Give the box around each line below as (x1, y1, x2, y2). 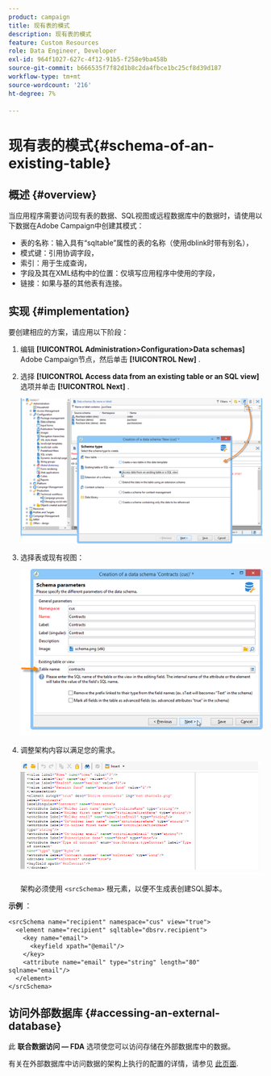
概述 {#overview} (8, 188, 97, 202)
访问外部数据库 (8, 1006, 83, 1020)
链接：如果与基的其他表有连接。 (19, 278, 127, 288)
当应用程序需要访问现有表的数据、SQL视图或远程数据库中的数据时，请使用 (8, 211, 256, 221)
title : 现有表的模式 (8, 21, 70, 30)
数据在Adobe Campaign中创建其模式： (15, 221, 144, 231)
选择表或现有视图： (19, 553, 85, 562)
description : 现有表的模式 (8, 30, 92, 38)
